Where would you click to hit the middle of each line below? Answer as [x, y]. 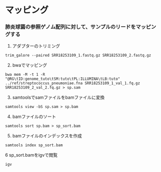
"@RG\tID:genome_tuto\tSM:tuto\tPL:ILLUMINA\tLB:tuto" [63, 79]
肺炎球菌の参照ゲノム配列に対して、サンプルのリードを [71, 27]
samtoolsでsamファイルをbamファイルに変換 [58, 98]
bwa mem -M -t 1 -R [25, 75]
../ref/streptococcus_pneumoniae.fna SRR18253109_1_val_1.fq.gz [73, 83]
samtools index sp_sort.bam [34, 145]
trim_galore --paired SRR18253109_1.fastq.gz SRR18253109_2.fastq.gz [78, 56]
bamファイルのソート [34, 116]
